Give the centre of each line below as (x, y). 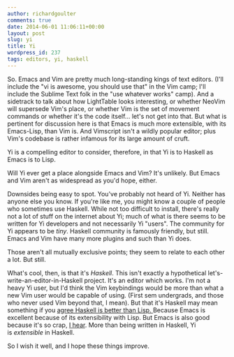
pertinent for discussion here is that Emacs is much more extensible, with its (117, 124)
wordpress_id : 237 (34, 53)
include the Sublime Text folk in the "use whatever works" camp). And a (111, 94)
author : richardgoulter (42, 14)
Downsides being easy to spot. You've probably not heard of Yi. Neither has (116, 194)
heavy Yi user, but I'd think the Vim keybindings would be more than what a (116, 288)
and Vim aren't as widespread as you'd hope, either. (82, 180)
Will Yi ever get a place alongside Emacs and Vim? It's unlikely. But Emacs (114, 173)
